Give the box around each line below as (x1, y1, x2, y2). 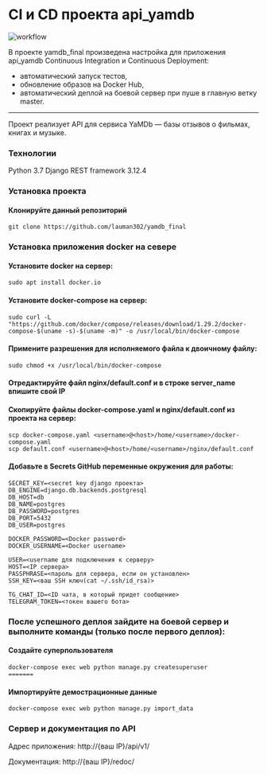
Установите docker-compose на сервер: (8, 296, 148, 305)
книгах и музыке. (8, 127, 67, 137)
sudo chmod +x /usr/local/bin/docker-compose (8, 361, 161, 369)
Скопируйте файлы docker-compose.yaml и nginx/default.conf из (8, 405, 236, 414)
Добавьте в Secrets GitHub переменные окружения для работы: (8, 461, 234, 471)
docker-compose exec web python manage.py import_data (8, 705, 194, 713)
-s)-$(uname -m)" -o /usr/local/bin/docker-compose (64, 327, 240, 335)
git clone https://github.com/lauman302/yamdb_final (8, 223, 187, 231)
